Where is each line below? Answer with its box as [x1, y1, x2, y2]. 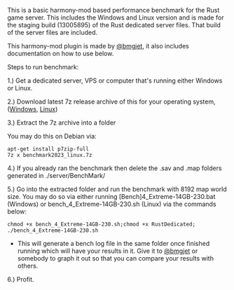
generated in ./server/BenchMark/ [7, 172, 106, 179]
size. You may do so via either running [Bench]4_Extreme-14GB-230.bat [7, 193, 216, 200]
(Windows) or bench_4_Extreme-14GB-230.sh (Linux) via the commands [7, 200, 216, 208]
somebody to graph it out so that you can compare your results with [17, 254, 214, 262]
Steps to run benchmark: [7, 63, 79, 71]
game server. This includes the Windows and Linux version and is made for [7, 13, 224, 22]
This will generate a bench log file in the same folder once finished [17, 240, 210, 247]
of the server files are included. [7, 28, 98, 36]
